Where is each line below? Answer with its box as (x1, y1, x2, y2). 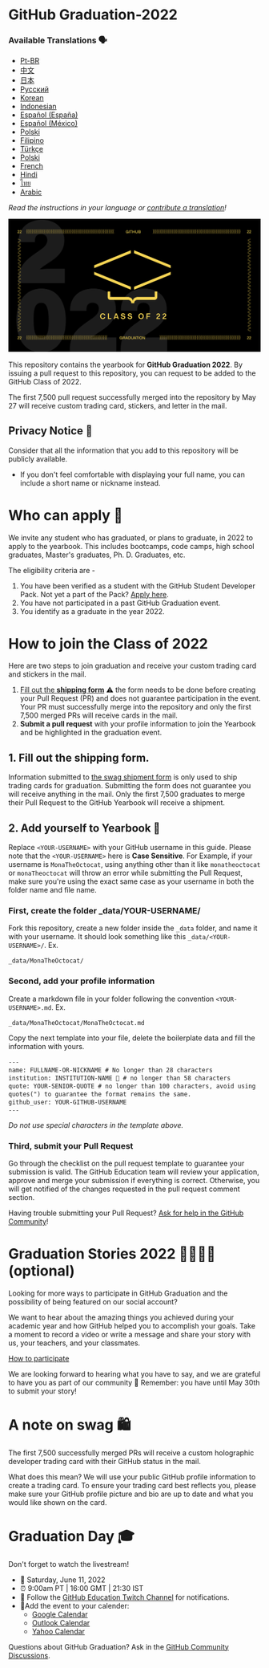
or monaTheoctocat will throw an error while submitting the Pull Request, (8, 869, 243, 878)
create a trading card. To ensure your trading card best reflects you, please (8, 1480, 256, 1490)
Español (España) (19, 110, 78, 120)
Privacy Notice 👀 (8, 424, 93, 438)
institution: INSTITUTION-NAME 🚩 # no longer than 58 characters (8, 1074, 231, 1082)
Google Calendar (31, 1609, 88, 1619)
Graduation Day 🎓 (8, 1528, 134, 1546)
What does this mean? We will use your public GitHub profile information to (8, 1471, 256, 1482)
